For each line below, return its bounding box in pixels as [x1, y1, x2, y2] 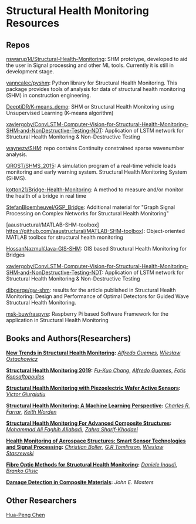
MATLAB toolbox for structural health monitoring [6, 234, 123, 241]
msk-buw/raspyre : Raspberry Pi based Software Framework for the [6, 310, 169, 317]
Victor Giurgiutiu [6, 390, 46, 397]
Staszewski [6, 449, 34, 457]
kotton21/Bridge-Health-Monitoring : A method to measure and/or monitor [6, 186, 184, 193]
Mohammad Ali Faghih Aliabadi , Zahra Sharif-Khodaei [6, 425, 138, 432]
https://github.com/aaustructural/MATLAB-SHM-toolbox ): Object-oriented [6, 228, 185, 234]
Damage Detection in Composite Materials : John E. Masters [6, 478, 154, 485]
